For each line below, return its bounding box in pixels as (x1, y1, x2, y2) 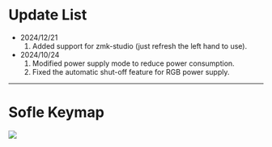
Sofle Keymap (8, 103, 105, 122)
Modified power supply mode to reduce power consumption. (32, 58, 235, 68)
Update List (8, 6, 87, 24)
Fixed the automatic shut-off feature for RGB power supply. (32, 67, 230, 76)
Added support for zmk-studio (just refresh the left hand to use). (32, 41, 248, 50)
